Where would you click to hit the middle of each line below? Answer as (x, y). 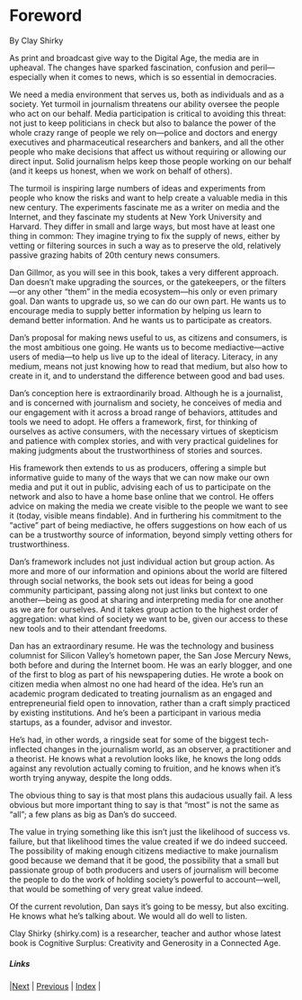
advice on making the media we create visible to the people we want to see (149, 506)
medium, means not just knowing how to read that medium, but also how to (148, 366)
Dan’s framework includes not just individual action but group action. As (142, 562)
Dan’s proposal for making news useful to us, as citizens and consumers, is (148, 337)
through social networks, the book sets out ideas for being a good (132, 580)
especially (28, 76)
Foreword (46, 16)
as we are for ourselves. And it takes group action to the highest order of (144, 609)
